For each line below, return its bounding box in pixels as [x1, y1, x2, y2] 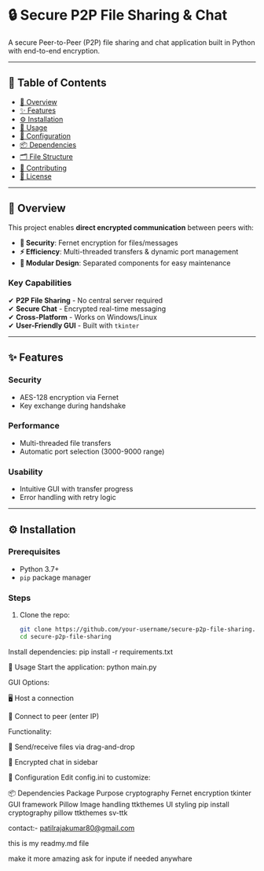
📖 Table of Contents [8, 76, 107, 90]
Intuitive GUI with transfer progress [19, 484, 134, 494]
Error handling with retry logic [19, 493, 116, 502]
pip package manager [19, 573, 92, 582]
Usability [8, 466, 43, 477]
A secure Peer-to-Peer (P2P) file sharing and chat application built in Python [8, 37, 255, 47]
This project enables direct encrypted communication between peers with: [8, 222, 254, 232]
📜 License [19, 171, 53, 181]
